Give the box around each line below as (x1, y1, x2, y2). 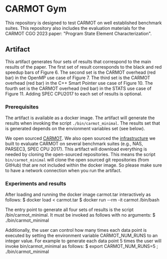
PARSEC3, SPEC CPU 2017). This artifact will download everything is (5, 146, 147, 152)
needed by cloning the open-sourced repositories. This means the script (5, 151, 156, 158)
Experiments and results (5, 180, 66, 187)
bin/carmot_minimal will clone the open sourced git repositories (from (5, 157, 149, 163)
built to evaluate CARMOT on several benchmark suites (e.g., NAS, (5, 141, 143, 147)
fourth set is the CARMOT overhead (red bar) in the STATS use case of (5, 85, 152, 91)
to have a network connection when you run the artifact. (5, 168, 122, 174)
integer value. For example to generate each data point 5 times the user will (5, 238, 162, 244)
